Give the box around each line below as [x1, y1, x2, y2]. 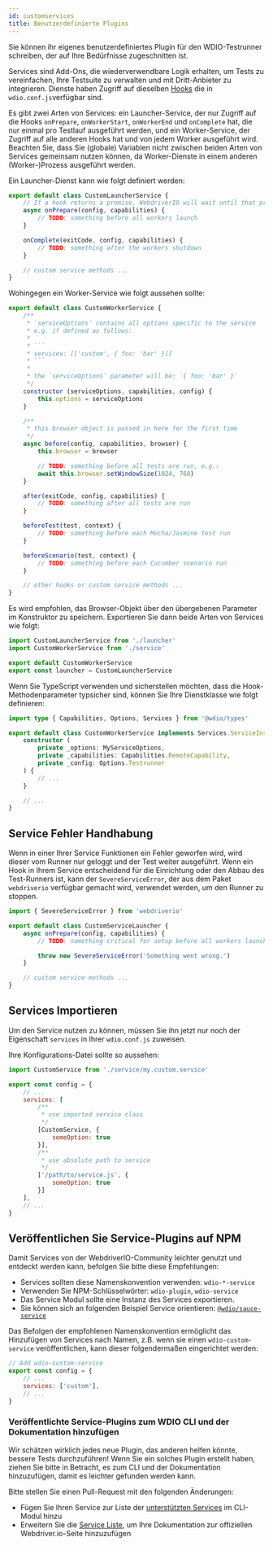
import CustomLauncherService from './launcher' [8, 636, 176, 645]
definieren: [8, 698, 45, 708]
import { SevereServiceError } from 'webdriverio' [8, 907, 184, 915]
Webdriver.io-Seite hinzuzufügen [19, 1528, 132, 1538]
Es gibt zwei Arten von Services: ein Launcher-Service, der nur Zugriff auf [8, 107, 257, 118]
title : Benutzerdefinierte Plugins [8, 20, 129, 28]
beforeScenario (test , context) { [23, 551, 136, 560]
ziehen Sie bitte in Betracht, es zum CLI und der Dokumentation [8, 1462, 221, 1472]
